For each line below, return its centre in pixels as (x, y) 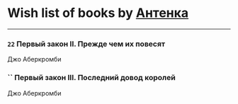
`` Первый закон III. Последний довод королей (91, 78)
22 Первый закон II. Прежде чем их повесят (86, 44)
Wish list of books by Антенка (98, 13)
